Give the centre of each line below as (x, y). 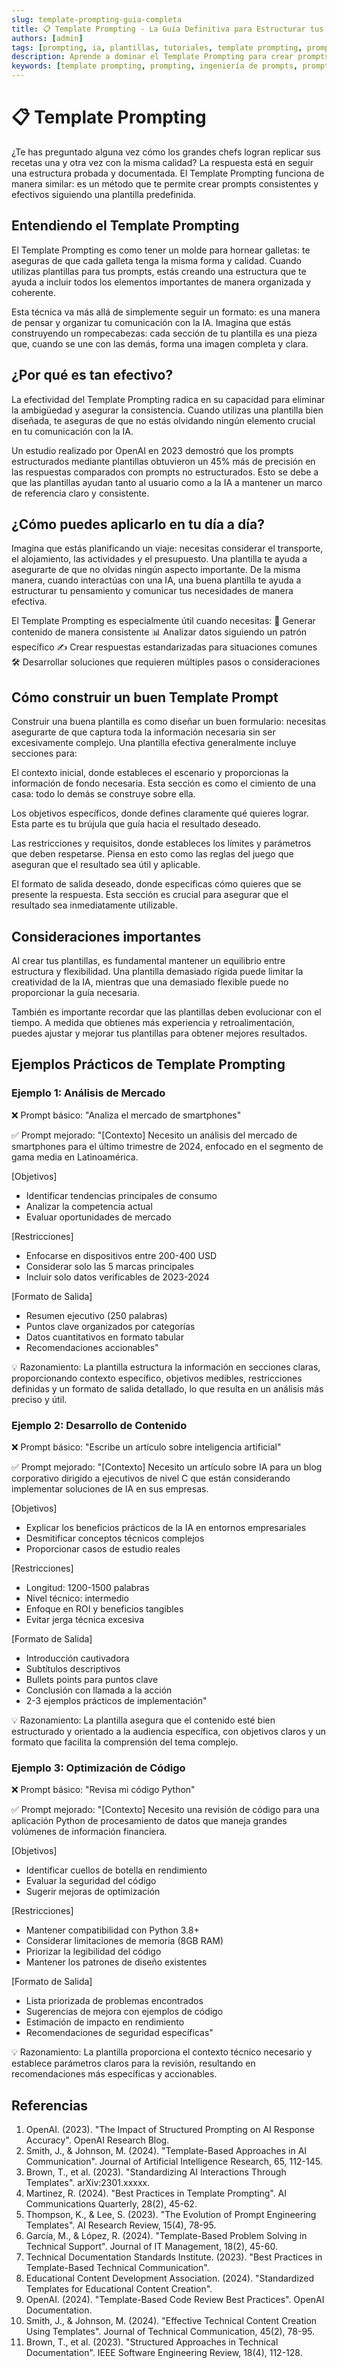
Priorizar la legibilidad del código (93, 1952)
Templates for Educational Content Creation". (119, 2289)
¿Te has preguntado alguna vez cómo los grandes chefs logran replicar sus (166, 152)
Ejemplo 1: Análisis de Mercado (88, 1093)
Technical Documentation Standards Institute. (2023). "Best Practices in (174, 2257)
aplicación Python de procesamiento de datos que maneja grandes (149, 1821)
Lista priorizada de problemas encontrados (114, 2001)
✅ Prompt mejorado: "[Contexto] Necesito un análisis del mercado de (154, 1135)
